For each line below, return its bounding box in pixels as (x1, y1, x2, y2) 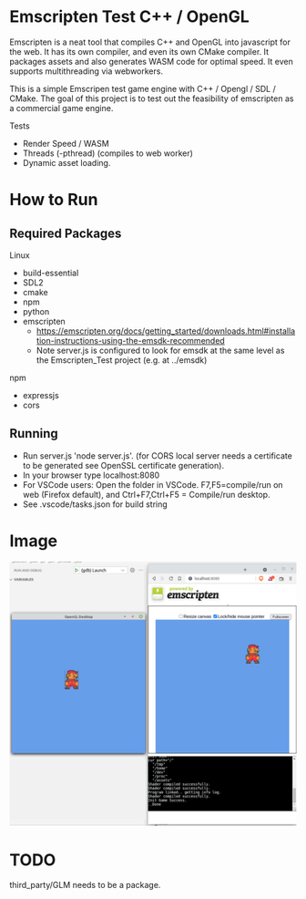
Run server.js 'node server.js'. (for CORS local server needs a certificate (22, 449, 293, 461)
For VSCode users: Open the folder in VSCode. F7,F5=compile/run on (22, 479, 284, 490)
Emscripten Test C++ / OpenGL (9, 6, 250, 27)
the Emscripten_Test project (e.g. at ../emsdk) (36, 354, 208, 366)
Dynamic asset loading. (22, 157, 111, 168)
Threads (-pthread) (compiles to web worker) (22, 148, 194, 159)
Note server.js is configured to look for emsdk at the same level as (36, 345, 285, 356)
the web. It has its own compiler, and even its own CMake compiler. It (9, 46, 270, 57)
